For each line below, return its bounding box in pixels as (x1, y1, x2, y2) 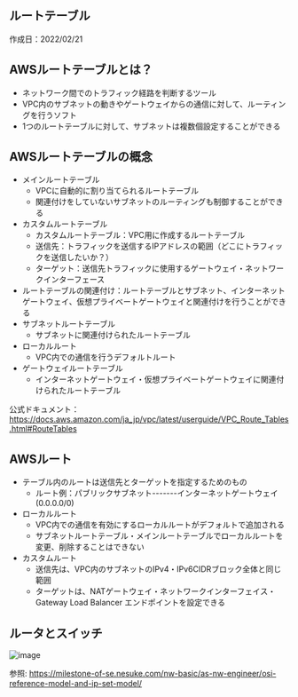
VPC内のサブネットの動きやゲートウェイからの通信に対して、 (21, 99, 248, 109)
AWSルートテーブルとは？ (9, 62, 153, 77)
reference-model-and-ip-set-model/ (9, 678, 143, 689)
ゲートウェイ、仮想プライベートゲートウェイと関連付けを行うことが (21, 297, 271, 307)
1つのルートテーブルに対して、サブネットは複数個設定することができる (21, 121, 281, 131)
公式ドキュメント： (9, 404, 80, 415)
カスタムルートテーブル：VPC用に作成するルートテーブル (35, 230, 246, 241)
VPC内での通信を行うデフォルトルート (35, 352, 176, 362)
